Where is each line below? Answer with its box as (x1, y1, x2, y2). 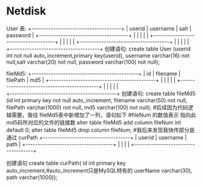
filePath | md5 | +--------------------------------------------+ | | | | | (6, 76, 176, 84)
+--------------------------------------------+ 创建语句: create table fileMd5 (6, 90, 196, 97)
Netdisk (6, 4, 46, 18)
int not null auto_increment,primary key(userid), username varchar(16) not (6, 52, 190, 59)
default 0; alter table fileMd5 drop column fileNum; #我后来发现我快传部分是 (6, 126, 195, 133)
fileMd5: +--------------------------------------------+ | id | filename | (6, 70, 181, 77)
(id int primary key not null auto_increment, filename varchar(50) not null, (6, 96, 188, 103)
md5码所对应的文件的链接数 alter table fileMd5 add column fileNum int (6, 118, 181, 126)
